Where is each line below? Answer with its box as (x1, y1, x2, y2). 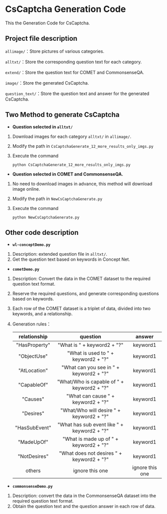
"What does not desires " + (59, 450, 122, 457)
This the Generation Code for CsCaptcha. (5, 20, 90, 26)
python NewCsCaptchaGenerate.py (12, 215, 80, 220)
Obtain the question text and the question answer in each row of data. (12, 504, 156, 510)
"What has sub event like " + (57, 421, 124, 428)
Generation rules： (12, 321, 51, 327)
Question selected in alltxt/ (12, 123, 73, 130)
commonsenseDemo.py (12, 484, 53, 489)
